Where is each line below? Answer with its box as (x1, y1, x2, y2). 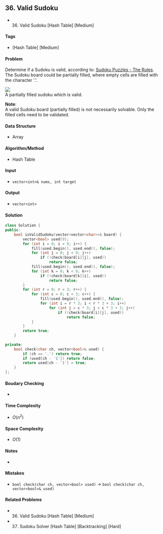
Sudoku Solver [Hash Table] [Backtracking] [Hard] (19, 523, 121, 529)
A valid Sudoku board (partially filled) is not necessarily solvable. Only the (5, 107, 155, 112)
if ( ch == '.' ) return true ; (23, 351, 82, 356)
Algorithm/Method (5, 145, 44, 151)
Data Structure (5, 123, 36, 129)
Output (5, 190, 20, 196)
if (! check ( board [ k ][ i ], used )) (40, 273, 107, 278)
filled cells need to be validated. (5, 112, 70, 118)
